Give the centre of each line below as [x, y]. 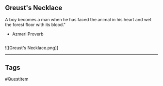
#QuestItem [17, 79]
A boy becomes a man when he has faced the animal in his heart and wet [78, 19]
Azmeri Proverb [28, 34]
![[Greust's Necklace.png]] [32, 48]
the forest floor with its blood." [35, 25]
